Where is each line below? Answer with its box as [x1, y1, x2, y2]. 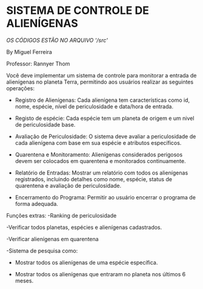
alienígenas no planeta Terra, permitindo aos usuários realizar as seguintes [6, 78, 194, 85]
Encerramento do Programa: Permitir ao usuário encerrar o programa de [15, 193, 196, 201]
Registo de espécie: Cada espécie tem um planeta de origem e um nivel [15, 115, 195, 122]
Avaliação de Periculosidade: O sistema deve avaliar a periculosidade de [15, 133, 196, 140]
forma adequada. [15, 200, 59, 207]
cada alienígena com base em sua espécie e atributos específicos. [15, 139, 182, 146]
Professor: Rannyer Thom [6, 60, 70, 67]
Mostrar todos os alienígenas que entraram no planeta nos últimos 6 [15, 270, 186, 277]
